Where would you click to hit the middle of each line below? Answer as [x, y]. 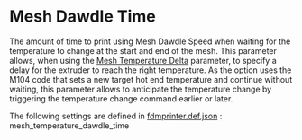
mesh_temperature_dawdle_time [69, 125]
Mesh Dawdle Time [82, 17]
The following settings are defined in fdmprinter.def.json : [116, 116]
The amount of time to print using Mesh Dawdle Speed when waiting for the [150, 41]
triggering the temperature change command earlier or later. [121, 98]
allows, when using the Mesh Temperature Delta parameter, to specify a [143, 60]
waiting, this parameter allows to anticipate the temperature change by [141, 89]
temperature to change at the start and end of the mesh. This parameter [143, 50]
